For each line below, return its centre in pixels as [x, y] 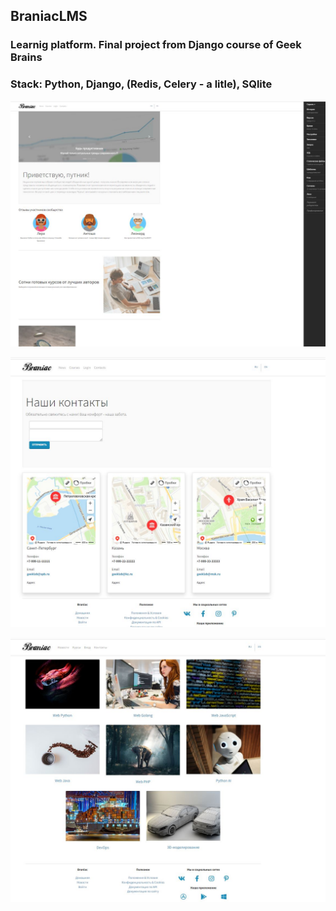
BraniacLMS [49, 16]
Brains [26, 57]
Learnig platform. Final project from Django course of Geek [156, 45]
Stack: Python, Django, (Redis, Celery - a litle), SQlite [141, 84]
